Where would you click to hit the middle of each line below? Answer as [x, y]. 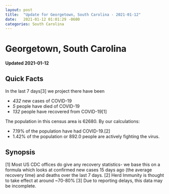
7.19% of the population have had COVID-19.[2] [61, 131]
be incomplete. [21, 186]
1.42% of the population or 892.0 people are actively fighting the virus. [86, 136]
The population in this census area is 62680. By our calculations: [73, 121]
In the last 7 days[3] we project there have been [55, 91]
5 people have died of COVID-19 [46, 106]
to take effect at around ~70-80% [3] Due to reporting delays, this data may [84, 180]
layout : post [19, 10]
